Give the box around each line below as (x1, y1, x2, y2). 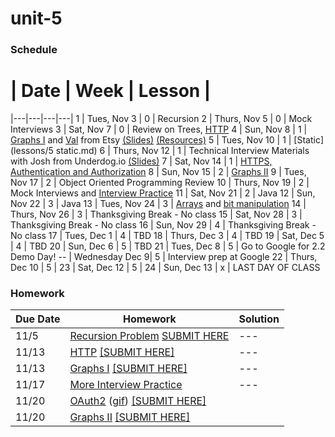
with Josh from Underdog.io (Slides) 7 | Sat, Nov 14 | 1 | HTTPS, (10, 155, 273, 167)
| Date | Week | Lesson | (10, 80, 212, 102)
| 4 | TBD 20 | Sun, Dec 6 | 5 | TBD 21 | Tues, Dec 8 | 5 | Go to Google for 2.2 (10, 240, 326, 252)
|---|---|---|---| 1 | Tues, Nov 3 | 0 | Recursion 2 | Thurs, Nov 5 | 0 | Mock (10, 113, 313, 125)
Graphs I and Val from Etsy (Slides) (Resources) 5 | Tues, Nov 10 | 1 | (10, 134, 292, 146)
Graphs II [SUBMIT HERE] (69, 410, 191, 424)
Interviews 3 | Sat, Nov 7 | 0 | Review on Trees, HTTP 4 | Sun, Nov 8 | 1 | (10, 123, 308, 136)
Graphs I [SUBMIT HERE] (69, 362, 188, 376)
